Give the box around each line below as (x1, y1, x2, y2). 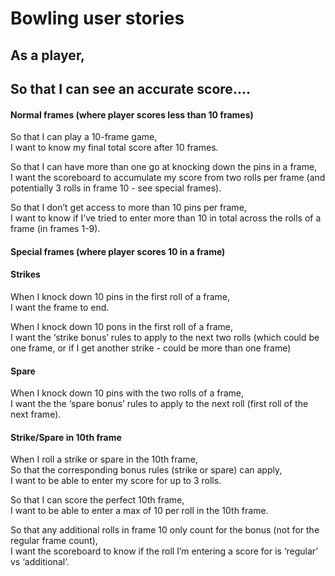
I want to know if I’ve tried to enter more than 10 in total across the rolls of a (10, 212, 322, 224)
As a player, (10, 47, 86, 64)
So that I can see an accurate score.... (10, 80, 251, 97)
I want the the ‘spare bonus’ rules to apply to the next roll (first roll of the (10, 398, 309, 410)
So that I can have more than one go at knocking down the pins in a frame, (10, 161, 318, 173)
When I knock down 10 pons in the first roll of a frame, (10, 320, 234, 332)
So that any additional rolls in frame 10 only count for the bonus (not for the (10, 524, 320, 536)
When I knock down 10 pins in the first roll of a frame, (10, 290, 231, 302)
